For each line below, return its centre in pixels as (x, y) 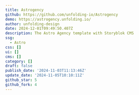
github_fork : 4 (21, 84)
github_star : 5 (21, 80)
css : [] (13, 47)
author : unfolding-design (32, 24)
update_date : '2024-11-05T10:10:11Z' (45, 75)
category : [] (19, 61)
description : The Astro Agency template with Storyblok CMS (70, 33)
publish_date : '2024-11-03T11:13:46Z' (46, 71)
